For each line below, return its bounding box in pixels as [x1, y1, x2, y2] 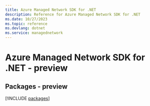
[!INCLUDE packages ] [5, 96, 50, 101]
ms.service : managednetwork [5, 30, 63, 35]
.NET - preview [5, 63, 68, 74]
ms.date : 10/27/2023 [5, 16, 48, 21]
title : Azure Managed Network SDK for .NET [5, 7, 97, 12]
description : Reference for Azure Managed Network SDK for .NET [5, 12, 141, 17]
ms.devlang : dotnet [5, 26, 46, 31]
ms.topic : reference [5, 21, 48, 26]
